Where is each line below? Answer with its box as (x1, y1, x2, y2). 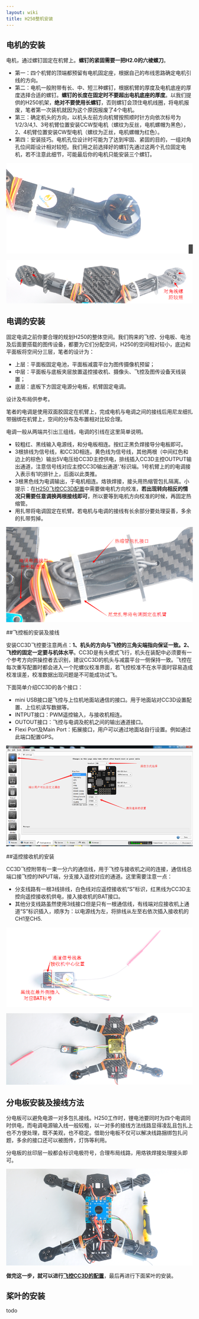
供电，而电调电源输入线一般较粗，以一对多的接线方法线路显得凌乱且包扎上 (11, 1122, 193, 1129)
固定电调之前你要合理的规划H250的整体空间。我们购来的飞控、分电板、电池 (6, 333, 191, 340)
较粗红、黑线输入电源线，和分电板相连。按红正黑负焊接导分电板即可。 (14, 440, 187, 447)
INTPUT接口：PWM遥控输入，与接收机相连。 (14, 711, 126, 718)
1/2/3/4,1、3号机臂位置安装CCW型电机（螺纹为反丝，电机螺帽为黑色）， (14, 121, 189, 129)
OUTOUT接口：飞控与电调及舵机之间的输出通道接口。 (14, 719, 146, 726)
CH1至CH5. (14, 915, 43, 922)
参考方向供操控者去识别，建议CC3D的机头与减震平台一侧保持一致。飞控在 (11, 657, 192, 664)
